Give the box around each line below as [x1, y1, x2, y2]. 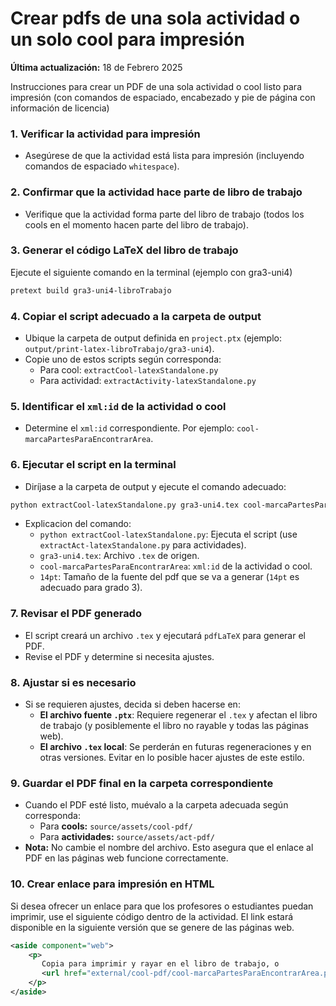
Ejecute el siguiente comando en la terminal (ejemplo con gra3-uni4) [10, 266, 293, 278]
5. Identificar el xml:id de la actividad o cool [10, 399, 227, 413]
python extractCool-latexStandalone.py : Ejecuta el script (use [39, 528, 298, 541]
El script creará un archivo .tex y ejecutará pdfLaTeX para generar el [24, 629, 306, 641]
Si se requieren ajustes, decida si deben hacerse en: [24, 698, 241, 711]
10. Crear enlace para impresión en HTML [10, 877, 215, 891]
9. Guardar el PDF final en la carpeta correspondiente [10, 776, 274, 790]
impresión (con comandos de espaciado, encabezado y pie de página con [10, 91, 316, 103]
